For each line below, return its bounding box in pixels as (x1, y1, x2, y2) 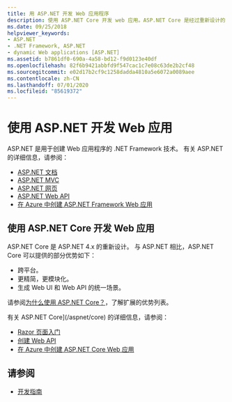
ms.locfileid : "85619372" (7, 88, 82, 95)
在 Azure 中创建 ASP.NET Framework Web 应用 (17, 200, 153, 209)
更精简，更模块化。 (17, 275, 73, 283)
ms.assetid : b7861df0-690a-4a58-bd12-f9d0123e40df (7, 56, 157, 63)
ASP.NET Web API (17, 192, 70, 201)
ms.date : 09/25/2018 (7, 23, 68, 30)
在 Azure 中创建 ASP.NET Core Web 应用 (17, 345, 134, 353)
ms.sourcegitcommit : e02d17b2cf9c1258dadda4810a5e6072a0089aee (7, 68, 195, 75)
